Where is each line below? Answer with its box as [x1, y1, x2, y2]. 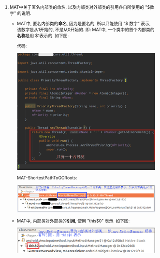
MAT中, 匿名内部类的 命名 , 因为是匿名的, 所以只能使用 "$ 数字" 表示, [16, 21, 151, 26]
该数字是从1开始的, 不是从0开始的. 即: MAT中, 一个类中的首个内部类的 [16, 27, 155, 32]
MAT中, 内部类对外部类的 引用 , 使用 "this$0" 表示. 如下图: [16, 218, 130, 224]
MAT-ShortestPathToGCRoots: [16, 175, 77, 180]
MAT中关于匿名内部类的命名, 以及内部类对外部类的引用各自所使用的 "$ [9, 4, 150, 10]
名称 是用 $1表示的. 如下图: [16, 33, 69, 38]
